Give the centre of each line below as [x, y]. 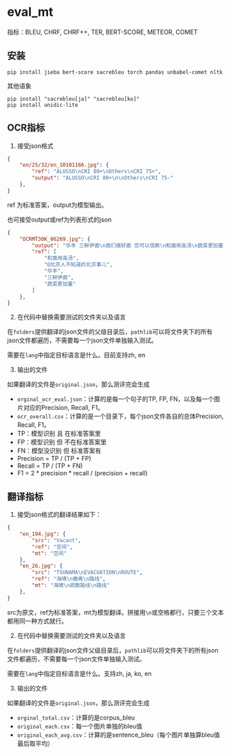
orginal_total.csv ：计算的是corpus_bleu [76, 717]
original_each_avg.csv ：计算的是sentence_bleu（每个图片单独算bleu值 [118, 735]
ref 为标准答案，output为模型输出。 [57, 205]
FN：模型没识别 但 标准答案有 [59, 451]
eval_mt [30, 12]
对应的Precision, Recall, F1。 [64, 408]
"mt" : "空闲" [49, 553]
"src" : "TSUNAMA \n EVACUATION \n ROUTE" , [87, 573]
